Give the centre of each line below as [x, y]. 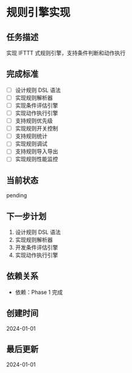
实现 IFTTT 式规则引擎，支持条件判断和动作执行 [66, 53]
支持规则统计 [31, 136]
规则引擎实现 [39, 13]
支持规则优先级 [34, 121]
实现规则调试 [31, 144]
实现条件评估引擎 [36, 105]
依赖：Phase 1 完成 [39, 292]
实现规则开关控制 [36, 129]
